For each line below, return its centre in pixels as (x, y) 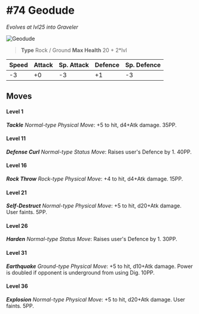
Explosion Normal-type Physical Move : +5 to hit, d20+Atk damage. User (96, 299)
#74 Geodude (40, 10)
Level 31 (16, 252)
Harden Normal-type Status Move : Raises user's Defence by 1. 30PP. (92, 239)
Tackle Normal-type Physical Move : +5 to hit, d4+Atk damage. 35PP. (92, 125)
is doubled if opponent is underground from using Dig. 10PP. (81, 272)
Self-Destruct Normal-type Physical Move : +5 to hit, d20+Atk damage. (94, 206)
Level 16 (16, 166)
